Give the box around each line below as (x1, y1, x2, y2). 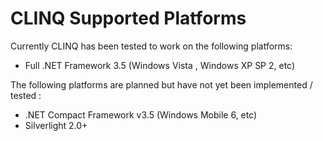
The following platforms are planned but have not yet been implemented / (10, 78, 313, 91)
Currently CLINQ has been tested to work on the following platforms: (10, 40, 293, 52)
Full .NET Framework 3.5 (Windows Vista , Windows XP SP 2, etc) (24, 59, 296, 71)
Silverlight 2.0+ (24, 119, 88, 131)
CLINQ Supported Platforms (10, 7, 247, 30)
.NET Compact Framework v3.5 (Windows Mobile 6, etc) (24, 108, 258, 121)
